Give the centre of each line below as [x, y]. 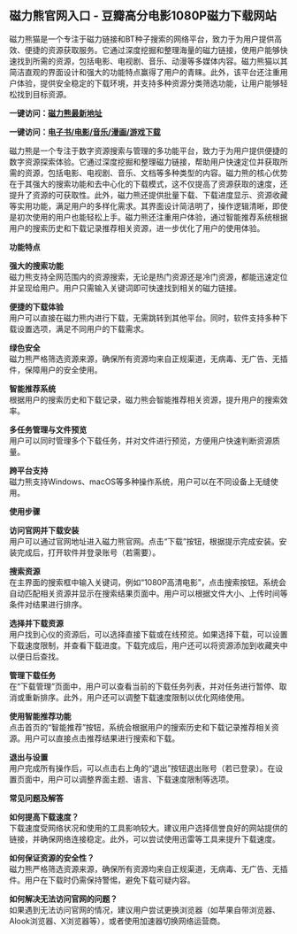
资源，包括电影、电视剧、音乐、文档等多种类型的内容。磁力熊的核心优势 [156, 173]
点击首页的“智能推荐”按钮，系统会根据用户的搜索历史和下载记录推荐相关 [141, 727]
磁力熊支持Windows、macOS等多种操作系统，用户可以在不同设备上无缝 [140, 482]
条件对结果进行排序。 [48, 604]
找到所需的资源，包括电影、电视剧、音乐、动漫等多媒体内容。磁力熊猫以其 [152, 61]
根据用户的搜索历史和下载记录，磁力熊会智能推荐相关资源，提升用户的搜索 [145, 399]
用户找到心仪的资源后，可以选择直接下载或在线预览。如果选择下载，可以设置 [148, 634]
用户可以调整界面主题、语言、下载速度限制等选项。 [141, 779]
